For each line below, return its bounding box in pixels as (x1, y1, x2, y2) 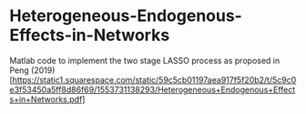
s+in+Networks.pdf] (9, 93, 86, 105)
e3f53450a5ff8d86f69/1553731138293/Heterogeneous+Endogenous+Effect (9, 84, 296, 95)
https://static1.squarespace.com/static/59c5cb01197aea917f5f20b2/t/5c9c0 (12, 74, 297, 85)
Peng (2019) (9, 65, 56, 76)
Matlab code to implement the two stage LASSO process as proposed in (9, 55, 280, 66)
